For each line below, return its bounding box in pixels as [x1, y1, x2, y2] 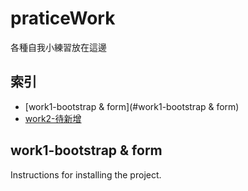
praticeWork [10, 7, 116, 30]
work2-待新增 [24, 112, 82, 124]
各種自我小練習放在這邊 [10, 41, 107, 53]
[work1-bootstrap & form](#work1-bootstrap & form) [24, 100, 240, 112]
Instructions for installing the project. [10, 168, 162, 181]
